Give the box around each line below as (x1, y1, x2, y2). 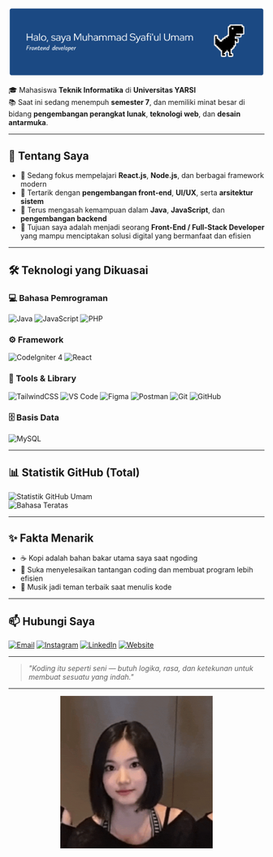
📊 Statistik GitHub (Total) (8, 466, 141, 480)
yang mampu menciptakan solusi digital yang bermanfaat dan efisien (19, 231, 252, 241)
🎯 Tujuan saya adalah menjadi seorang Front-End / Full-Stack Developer (19, 223, 265, 233)
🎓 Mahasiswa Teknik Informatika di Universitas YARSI (8, 85, 197, 95)
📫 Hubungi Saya (8, 614, 95, 629)
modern (19, 179, 47, 189)
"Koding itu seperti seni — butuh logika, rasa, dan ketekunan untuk (28, 663, 253, 673)
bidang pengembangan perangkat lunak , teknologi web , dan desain (8, 109, 241, 119)
